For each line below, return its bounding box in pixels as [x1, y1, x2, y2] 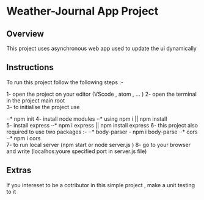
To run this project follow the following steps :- [6, 78, 124, 86]
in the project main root [6, 96, 65, 104]
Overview [6, 29, 45, 39]
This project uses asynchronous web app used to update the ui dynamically [6, 45, 197, 52]
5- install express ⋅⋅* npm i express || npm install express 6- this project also [6, 121, 199, 129]
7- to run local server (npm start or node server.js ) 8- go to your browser [6, 141, 191, 148]
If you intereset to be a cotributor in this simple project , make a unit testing [6, 181, 195, 188]
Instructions [6, 62, 54, 73]
